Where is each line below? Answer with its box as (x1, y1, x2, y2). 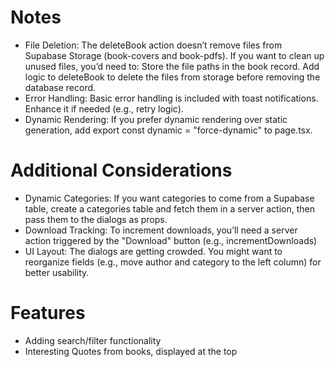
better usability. (24, 266, 90, 278)
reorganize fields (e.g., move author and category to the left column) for (24, 256, 322, 268)
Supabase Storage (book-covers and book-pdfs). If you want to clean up (24, 49, 325, 61)
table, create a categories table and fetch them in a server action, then (24, 202, 315, 215)
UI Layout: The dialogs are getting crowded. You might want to (24, 245, 283, 257)
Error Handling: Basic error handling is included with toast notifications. (24, 92, 319, 104)
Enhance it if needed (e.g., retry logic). (24, 102, 184, 115)
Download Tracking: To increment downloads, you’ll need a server (24, 224, 298, 236)
